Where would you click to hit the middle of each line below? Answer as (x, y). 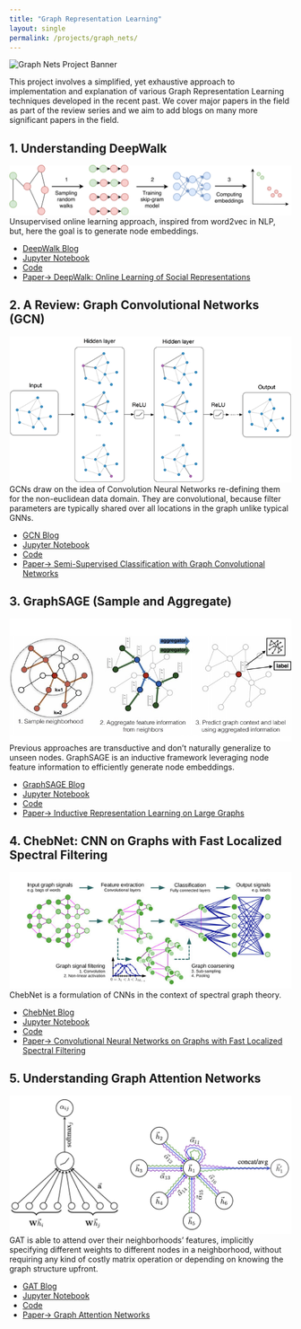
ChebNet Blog (48, 1012)
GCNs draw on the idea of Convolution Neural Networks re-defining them (145, 488)
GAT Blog (39, 1286)
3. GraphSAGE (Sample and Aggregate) (121, 602)
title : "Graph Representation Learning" (86, 19)
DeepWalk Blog (50, 248)
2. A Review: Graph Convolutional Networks (134, 305)
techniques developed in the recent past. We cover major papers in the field (149, 101)
